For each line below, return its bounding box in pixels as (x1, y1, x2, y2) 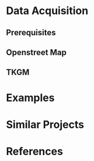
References (6, 145, 63, 158)
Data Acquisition (6, 4, 89, 18)
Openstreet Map (6, 47, 67, 57)
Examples (6, 91, 55, 104)
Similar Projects (6, 118, 85, 131)
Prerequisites (6, 28, 56, 38)
